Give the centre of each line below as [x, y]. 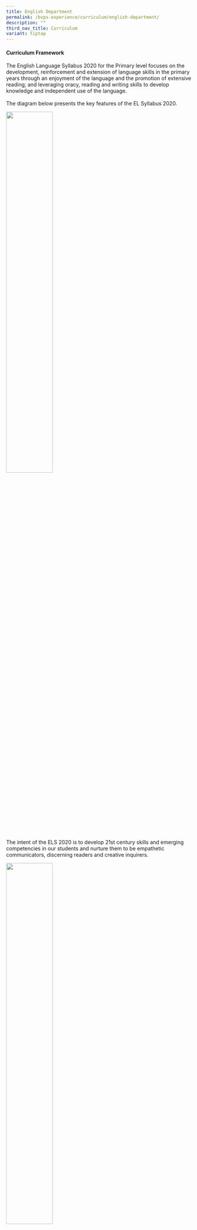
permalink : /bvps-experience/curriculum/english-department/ [83, 17]
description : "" [26, 23]
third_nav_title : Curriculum [42, 28]
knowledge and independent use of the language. [67, 91]
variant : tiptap [26, 34]
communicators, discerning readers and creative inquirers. [77, 855]
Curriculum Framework [35, 52]
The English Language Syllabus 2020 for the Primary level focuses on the [95, 66]
